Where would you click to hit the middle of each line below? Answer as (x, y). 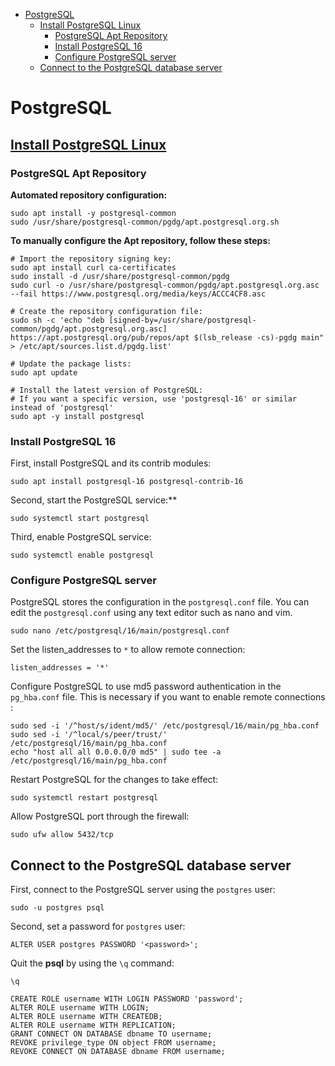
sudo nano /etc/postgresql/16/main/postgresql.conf (120, 631)
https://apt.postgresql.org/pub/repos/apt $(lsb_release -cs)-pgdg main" (167, 337)
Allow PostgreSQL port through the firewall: (100, 816)
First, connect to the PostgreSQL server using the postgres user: (143, 890)
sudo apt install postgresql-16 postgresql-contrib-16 (127, 482)
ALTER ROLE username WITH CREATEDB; (86, 1017)
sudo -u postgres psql (57, 908)
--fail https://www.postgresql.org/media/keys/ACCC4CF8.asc (138, 294)
